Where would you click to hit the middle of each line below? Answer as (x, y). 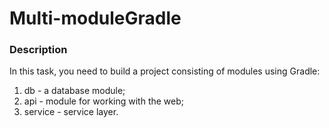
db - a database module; (74, 91)
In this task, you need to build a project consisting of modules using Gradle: (165, 71)
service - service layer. (71, 112)
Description (38, 50)
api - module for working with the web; (104, 101)
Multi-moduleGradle (95, 18)
